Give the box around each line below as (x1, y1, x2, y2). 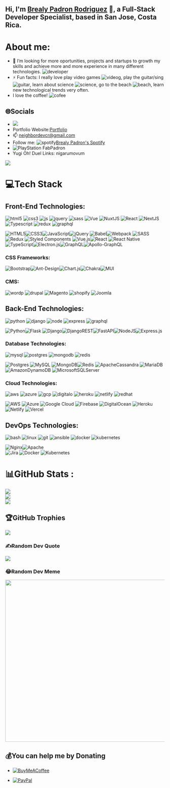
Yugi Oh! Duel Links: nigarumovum (12, 150, 85, 156)
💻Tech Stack (5, 178, 63, 190)
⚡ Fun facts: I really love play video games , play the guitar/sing (12, 74, 164, 81)
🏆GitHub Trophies (5, 514, 66, 522)
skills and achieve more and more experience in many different (12, 63, 144, 69)
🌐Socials (5, 107, 34, 115)
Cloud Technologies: (5, 379, 57, 386)
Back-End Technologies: (5, 304, 84, 313)
